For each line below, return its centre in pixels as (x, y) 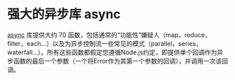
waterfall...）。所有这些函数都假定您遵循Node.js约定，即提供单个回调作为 (112, 52)
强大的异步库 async (64, 14)
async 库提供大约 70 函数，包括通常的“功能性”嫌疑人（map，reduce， (109, 35)
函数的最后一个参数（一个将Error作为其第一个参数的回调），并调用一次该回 (121, 61)
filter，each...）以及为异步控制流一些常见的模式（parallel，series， (105, 43)
